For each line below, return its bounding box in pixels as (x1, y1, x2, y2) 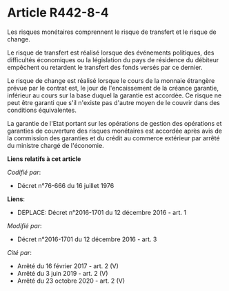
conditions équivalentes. (7, 106, 77, 114)
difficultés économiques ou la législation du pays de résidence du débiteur (7, 55, 219, 64)
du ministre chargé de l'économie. (7, 141, 105, 149)
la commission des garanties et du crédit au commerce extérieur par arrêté (7, 133, 220, 142)
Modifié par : (7, 221, 43, 229)
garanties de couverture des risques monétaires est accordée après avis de (7, 126, 223, 135)
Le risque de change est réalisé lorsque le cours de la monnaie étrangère (7, 76, 215, 84)
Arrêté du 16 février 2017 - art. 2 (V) (17, 261, 119, 270)
